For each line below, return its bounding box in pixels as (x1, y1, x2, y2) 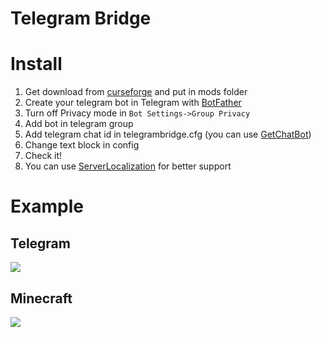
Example (10, 195, 84, 218)
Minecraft (10, 290, 73, 307)
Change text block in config (24, 139, 140, 151)
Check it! (24, 150, 63, 162)
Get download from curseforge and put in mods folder (24, 86, 248, 98)
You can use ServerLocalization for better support (24, 160, 232, 172)
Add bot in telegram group (24, 118, 134, 130)
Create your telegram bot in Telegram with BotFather (24, 97, 242, 109)
